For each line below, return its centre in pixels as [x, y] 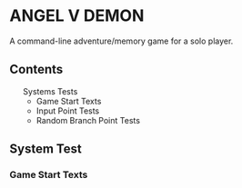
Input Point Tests [68, 111]
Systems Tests [50, 91]
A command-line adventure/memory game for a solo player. [121, 41]
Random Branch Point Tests [88, 120]
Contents [36, 69]
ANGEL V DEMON [77, 16]
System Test [45, 149]
